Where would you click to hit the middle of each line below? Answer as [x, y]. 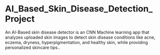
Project [20, 19]
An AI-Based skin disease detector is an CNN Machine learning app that [77, 32]
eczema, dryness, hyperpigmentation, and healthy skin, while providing [77, 42]
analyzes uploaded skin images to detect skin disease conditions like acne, [80, 37]
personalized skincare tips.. [33, 47]
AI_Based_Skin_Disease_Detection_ [79, 9]
